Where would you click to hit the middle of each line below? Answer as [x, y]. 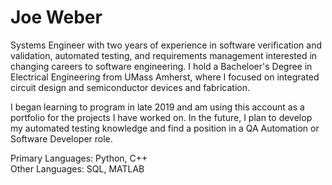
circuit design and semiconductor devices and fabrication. [130, 87]
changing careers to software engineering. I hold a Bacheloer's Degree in [161, 66]
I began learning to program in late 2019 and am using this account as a [157, 107]
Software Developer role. [61, 138]
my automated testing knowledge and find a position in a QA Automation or [165, 128]
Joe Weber [56, 17]
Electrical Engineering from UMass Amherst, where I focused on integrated [165, 77]
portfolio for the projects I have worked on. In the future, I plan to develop [161, 117]
